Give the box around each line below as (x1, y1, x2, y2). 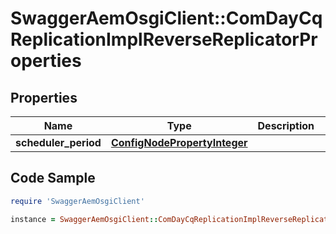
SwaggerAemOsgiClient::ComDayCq (10, 7, 323, 30)
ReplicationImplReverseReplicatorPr (10, 28, 318, 51)
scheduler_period (15, 136, 102, 149)
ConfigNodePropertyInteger (110, 136, 248, 149)
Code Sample (10, 170, 96, 187)
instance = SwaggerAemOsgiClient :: (10, 214, 159, 224)
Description (257, 119, 315, 132)
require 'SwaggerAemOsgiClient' (10, 196, 145, 206)
